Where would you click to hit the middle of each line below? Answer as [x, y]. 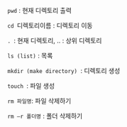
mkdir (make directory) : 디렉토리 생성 [64, 71]
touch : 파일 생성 [31, 86]
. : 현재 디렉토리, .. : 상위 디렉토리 [55, 40]
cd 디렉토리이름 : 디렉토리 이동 [50, 26]
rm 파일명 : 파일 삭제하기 [39, 101]
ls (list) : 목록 [30, 56]
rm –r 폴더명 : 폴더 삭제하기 [45, 116]
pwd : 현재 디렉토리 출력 [40, 10]
